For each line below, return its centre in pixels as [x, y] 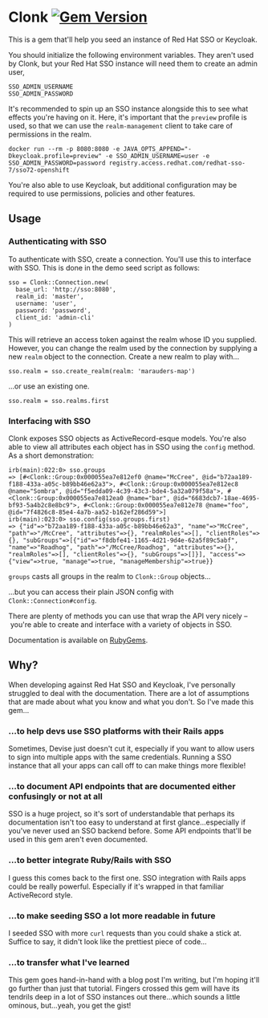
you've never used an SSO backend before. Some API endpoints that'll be [130, 831]
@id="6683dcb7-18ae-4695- [217, 498]
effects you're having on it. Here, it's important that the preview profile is [128, 117]
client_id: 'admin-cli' [55, 317]
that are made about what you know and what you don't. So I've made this [131, 702]
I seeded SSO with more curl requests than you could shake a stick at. [125, 933]
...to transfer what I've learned [69, 962]
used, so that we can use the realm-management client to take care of [121, 125]
